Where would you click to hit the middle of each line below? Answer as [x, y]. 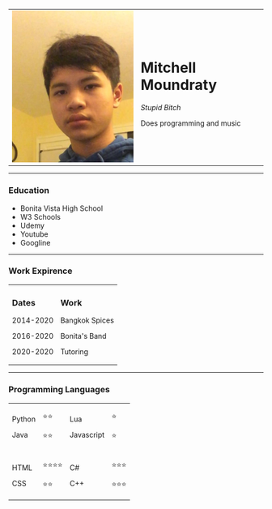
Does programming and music [191, 123]
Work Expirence [40, 271]
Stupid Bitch [161, 108]
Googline [35, 242]
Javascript [87, 435]
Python [24, 419]
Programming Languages [59, 390]
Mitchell [168, 68]
